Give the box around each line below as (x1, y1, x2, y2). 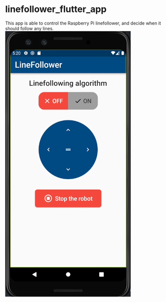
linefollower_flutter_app (5, 4, 107, 15)
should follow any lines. (5, 25, 54, 31)
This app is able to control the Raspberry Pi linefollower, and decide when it (5, 20, 161, 26)
